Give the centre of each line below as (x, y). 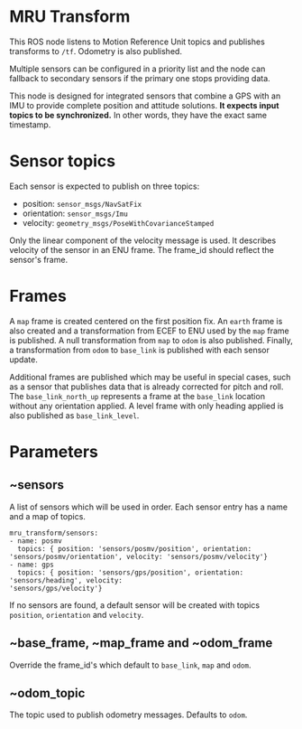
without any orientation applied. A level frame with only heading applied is (146, 406)
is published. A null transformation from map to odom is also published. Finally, (151, 340)
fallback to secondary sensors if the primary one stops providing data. (140, 78)
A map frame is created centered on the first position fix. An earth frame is (146, 321)
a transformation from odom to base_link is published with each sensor (140, 350)
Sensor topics (62, 161)
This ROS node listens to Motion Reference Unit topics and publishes (137, 42)
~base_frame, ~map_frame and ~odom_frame (141, 643)
